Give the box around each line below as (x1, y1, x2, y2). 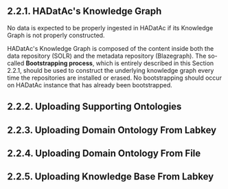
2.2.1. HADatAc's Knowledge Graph (7, 5, 162, 17)
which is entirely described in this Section (95, 58, 214, 67)
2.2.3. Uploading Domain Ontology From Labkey (7, 124, 217, 136)
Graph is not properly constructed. (7, 31, 105, 39)
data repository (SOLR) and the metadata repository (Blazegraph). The (7, 52, 207, 60)
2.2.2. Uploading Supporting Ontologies (7, 101, 182, 113)
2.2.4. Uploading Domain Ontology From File (7, 147, 201, 159)
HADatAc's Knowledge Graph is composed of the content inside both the (7, 44, 214, 52)
